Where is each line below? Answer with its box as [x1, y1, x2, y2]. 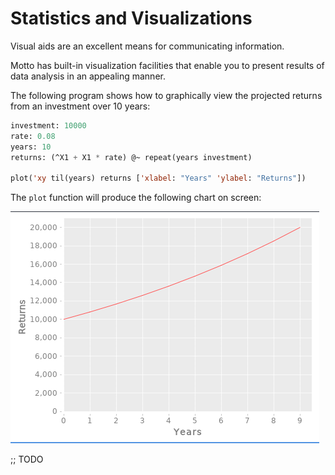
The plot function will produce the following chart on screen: [10, 192, 262, 204]
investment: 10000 [10, 120, 87, 131]
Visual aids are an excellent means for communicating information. [10, 40, 285, 52]
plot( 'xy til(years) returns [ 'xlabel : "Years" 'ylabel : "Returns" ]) [10, 173, 307, 184]
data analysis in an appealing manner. [10, 70, 166, 82]
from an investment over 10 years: [10, 100, 151, 112]
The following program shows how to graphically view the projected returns [10, 89, 323, 101]
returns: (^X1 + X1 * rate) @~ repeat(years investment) [10, 152, 253, 162]
